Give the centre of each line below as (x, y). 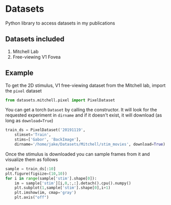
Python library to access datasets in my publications (60, 23)
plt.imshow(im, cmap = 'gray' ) (45, 193)
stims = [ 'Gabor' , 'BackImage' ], (48, 140)
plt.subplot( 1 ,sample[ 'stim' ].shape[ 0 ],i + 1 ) (63, 188)
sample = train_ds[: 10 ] (31, 169)
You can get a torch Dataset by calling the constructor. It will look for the (81, 110)
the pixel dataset (23, 90)
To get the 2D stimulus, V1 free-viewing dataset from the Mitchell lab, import (86, 85)
